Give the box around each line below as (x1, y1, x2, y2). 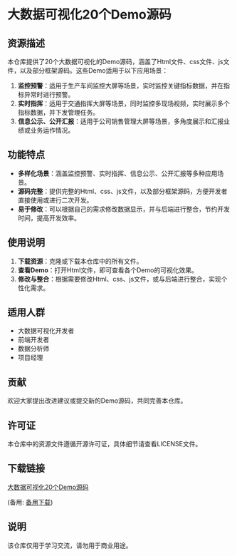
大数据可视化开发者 (17, 326, 75, 335)
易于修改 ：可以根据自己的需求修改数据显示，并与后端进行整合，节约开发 (17, 205, 230, 213)
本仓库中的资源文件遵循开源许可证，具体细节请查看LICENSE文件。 (7, 440, 202, 448)
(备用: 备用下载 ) (7, 498, 53, 506)
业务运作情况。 (30, 126, 75, 134)
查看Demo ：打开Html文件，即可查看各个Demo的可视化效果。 (17, 265, 198, 274)
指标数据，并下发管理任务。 (17, 108, 100, 116)
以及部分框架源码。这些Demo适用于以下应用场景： (19, 66, 169, 75)
